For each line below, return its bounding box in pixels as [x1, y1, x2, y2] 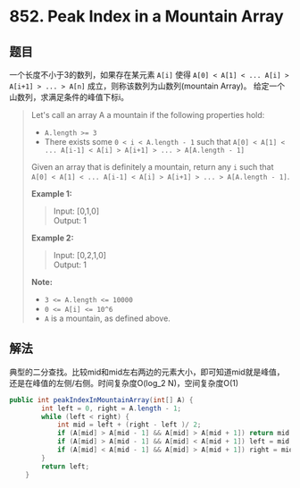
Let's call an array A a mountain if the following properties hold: [30, 110, 265, 120]
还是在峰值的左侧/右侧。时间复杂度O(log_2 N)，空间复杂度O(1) [9, 377, 239, 388]
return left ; [41, 462, 90, 471]
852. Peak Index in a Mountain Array [9, 6, 284, 27]
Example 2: [30, 232, 74, 243]
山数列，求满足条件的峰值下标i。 [9, 92, 129, 102]
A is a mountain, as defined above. [44, 313, 171, 324]
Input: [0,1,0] [53, 206, 100, 216]
